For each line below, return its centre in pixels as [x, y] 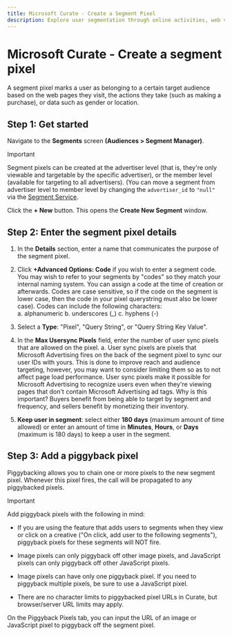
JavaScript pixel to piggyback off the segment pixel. [81, 625]
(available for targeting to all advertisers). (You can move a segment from [111, 182]
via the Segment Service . [43, 197]
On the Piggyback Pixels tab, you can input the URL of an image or [102, 617]
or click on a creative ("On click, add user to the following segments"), [117, 534]
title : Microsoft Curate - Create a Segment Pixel [81, 13]
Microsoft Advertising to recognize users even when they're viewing [114, 385]
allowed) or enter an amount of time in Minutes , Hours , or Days [108, 427]
